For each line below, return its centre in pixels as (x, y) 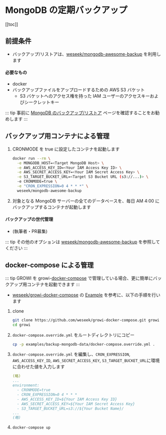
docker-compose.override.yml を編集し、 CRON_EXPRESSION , (71, 354)
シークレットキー (42, 102)
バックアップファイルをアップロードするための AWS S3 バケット (79, 89)
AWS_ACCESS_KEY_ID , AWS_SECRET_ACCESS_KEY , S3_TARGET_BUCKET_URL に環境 (86, 361)
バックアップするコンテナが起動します (51, 207)
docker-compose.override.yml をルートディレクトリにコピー (74, 335)
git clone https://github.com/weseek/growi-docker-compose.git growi (86, 320)
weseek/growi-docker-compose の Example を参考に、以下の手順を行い (86, 295)
